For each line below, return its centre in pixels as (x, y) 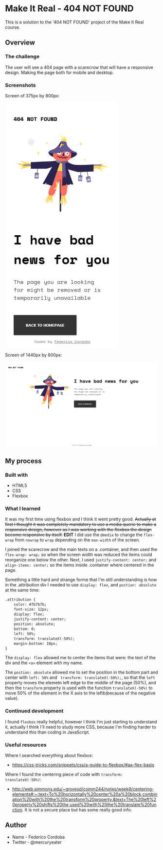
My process (23, 461)
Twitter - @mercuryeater (37, 842)
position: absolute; (35, 624)
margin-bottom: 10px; (36, 644)
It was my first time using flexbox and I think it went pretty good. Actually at (81, 519)
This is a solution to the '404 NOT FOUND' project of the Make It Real (74, 22)
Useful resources (26, 745)
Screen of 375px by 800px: (32, 95)
